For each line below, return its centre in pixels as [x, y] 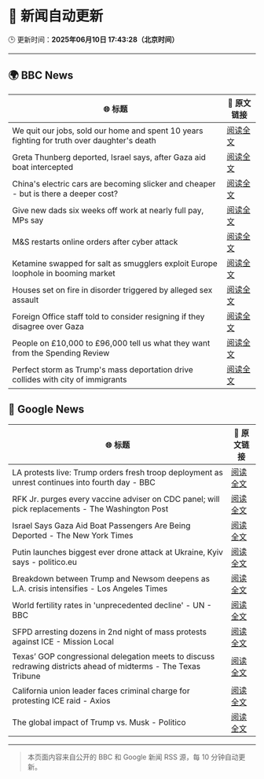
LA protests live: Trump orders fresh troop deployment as [118, 472]
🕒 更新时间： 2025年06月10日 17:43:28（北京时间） [93, 39]
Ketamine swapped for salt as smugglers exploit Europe [115, 263]
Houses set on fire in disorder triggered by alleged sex [112, 290]
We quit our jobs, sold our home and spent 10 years [108, 131]
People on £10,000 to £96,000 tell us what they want [111, 343]
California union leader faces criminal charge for [101, 691]
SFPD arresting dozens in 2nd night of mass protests [109, 632]
